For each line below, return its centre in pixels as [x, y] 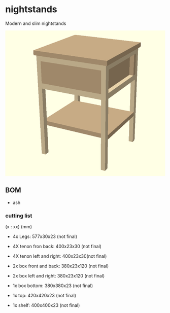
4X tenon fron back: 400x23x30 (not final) [57, 247]
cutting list [19, 216]
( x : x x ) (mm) [19, 227]
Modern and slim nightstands [36, 23]
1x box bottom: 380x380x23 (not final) [53, 286]
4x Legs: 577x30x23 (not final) [45, 236]
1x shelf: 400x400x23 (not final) [46, 305]
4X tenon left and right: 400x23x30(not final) [60, 256]
